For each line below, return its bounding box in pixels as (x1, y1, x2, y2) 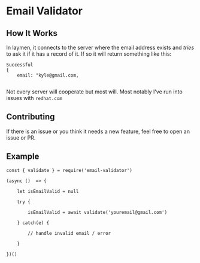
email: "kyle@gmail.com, (17, 72, 79, 78)
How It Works (6, 28, 58, 38)
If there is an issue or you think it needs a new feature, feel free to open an (6, 128, 190, 135)
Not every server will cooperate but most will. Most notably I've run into (6, 88, 183, 95)
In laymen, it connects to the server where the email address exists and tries (6, 44, 195, 51)
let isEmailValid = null (17, 188, 79, 194)
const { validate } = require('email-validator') (6, 167, 133, 173)
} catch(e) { (17, 220, 50, 226)
